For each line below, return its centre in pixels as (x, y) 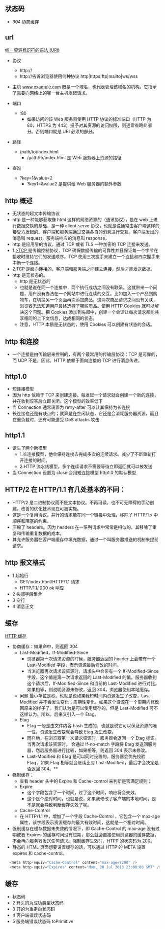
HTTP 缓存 (16, 636)
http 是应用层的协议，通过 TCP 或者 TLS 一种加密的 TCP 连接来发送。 (82, 244)
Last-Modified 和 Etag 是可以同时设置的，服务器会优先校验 (86, 756)
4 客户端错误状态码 (31, 915)
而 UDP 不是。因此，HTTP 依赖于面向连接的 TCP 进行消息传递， (77, 360)
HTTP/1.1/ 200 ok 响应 (42, 588)
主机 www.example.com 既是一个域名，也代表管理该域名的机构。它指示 (84, 87)
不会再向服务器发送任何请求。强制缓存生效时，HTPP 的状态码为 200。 (83, 841)
